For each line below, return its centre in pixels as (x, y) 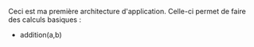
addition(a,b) (41, 35)
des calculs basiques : (45, 20)
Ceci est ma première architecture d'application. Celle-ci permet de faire (127, 11)
